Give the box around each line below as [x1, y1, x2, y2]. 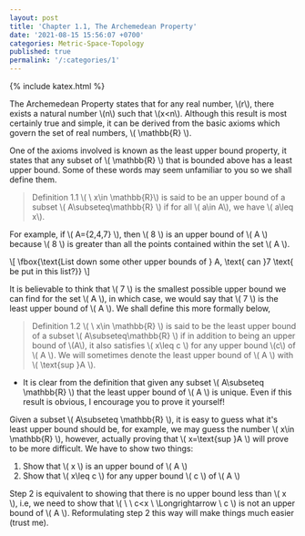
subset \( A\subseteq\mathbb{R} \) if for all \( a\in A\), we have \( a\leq [31, 201, 294, 212]
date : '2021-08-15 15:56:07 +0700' [9, 30, 145, 39]
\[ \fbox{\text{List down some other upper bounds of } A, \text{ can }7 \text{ [9, 256, 294, 267]
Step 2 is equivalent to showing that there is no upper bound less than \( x [9, 489, 287, 499]
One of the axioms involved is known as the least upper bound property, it [9, 145, 287, 156]
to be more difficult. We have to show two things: [9, 443, 194, 454]
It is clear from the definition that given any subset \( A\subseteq [22, 377, 265, 387]
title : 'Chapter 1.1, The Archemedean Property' [9, 22, 198, 31]
